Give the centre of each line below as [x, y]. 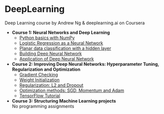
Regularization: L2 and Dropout [51, 85]
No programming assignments [43, 106]
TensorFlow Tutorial [40, 96]
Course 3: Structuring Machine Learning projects [64, 101]
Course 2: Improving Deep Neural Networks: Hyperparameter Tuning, [85, 64]
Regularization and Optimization [46, 69]
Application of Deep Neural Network [57, 58]
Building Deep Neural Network [51, 54]
